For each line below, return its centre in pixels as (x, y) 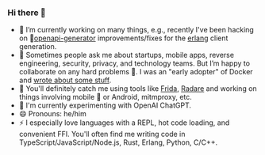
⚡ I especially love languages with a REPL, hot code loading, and (124, 123)
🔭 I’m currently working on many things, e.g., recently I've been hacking (136, 30)
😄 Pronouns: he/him (52, 114)
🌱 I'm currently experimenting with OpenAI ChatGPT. (105, 105)
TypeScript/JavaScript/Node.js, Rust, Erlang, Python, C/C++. (118, 142)
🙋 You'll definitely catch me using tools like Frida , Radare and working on (138, 89)
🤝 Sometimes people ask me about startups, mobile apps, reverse (127, 55)
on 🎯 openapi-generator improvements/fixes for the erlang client (123, 38)
